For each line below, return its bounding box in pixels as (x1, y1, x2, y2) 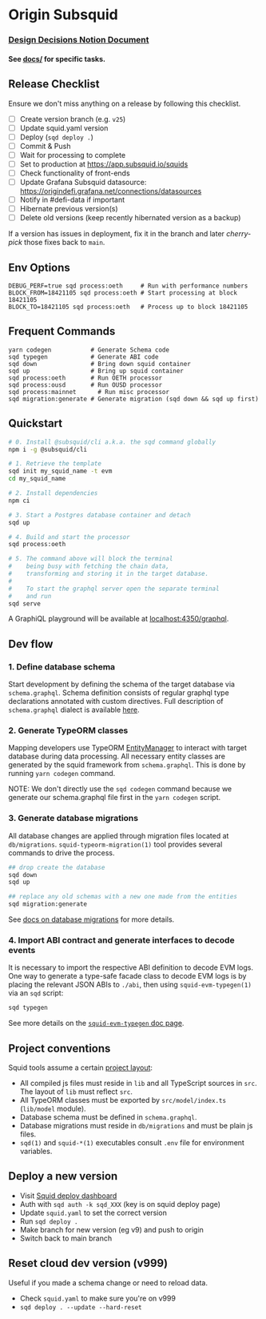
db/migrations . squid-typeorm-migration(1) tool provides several (8, 839, 223, 849)
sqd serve (8, 599, 42, 608)
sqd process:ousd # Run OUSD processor (8, 380, 162, 389)
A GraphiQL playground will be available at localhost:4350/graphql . (8, 614, 229, 624)
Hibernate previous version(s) (19, 204, 118, 214)
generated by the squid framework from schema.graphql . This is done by (8, 760, 246, 770)
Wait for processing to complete (19, 150, 126, 159)
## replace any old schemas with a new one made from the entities (8, 893, 238, 901)
